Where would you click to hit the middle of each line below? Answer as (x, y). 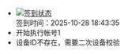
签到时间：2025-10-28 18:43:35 (68, 23)
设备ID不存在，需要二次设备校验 (68, 42)
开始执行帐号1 (38, 32)
